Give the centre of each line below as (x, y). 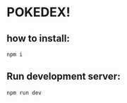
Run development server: (64, 77)
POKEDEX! (39, 12)
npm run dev (24, 92)
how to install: (38, 38)
